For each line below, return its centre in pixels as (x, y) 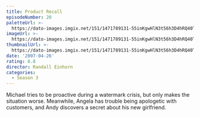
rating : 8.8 (21, 61)
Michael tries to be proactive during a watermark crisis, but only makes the (98, 95)
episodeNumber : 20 (29, 17)
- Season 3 (25, 78)
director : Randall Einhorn (40, 67)
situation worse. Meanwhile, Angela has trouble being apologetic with (91, 101)
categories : (21, 72)
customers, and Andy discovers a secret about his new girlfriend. (86, 107)
